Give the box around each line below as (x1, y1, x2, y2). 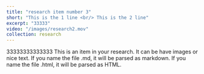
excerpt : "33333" (6, 20, 51, 26)
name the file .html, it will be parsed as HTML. (6, 61, 122, 69)
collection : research (6, 32, 62, 38)
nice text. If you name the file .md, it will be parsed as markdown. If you (6, 55, 186, 62)
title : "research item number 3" (6, 8, 92, 15)
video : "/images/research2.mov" (6, 25, 89, 32)
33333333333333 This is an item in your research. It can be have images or (6, 48, 199, 55)
